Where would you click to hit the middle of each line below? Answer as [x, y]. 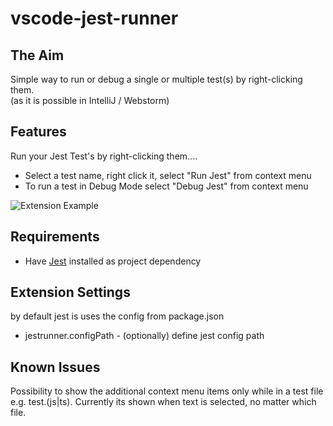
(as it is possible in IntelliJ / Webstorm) [90, 100]
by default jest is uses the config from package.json [117, 316]
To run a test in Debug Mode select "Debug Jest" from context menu [166, 186]
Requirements [55, 237]
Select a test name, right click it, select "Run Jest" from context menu [168, 175]
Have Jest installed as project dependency [113, 261]
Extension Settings [70, 292]
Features [38, 132]
